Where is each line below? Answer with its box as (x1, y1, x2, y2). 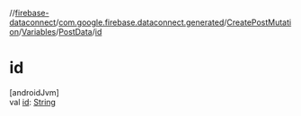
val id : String (9, 96, 57, 107)
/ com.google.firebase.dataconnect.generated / (55, 17, 227, 28)
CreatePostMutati (226, 17, 292, 28)
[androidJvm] (9, 87, 60, 97)
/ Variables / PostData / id (18, 27, 102, 37)
